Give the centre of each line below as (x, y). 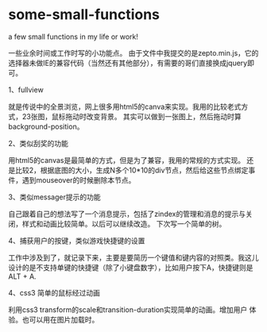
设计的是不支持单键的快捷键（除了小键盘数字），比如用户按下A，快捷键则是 (131, 267)
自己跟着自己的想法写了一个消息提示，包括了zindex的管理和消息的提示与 (127, 214)
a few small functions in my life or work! (74, 37)
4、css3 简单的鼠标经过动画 (54, 292)
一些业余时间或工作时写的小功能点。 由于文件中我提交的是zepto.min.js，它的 (133, 52)
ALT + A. (23, 276)
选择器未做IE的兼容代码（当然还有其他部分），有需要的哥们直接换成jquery (128, 63)
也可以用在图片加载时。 (60, 319)
